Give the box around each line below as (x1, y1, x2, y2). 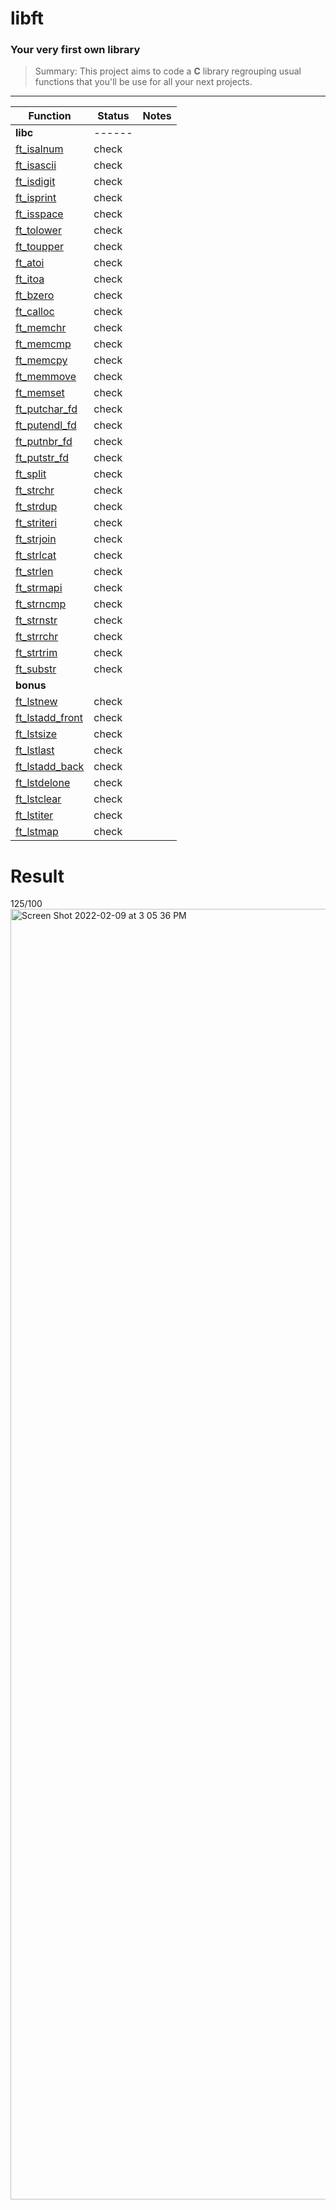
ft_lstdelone (15, 776, 71, 790)
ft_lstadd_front (15, 711, 83, 725)
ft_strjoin (15, 532, 57, 546)
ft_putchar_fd (15, 402, 78, 416)
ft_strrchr (15, 630, 59, 644)
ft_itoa (15, 272, 45, 286)
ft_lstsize (15, 727, 58, 741)
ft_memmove (15, 370, 77, 384)
